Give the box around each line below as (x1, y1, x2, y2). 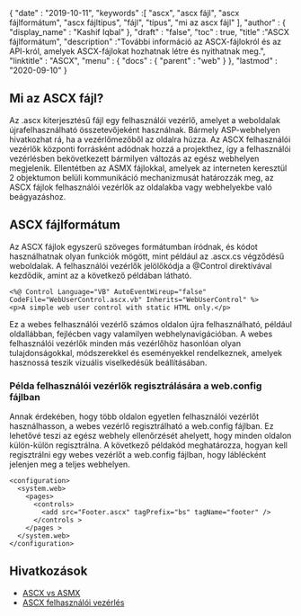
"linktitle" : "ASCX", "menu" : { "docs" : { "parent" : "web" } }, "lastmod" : (9, 56, 279, 66)
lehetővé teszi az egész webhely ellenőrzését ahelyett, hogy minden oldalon (9, 430, 292, 441)
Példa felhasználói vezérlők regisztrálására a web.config (9, 379, 262, 392)
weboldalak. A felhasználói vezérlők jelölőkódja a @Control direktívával (9, 260, 272, 271)
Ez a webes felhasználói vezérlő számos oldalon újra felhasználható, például (9, 318, 292, 329)
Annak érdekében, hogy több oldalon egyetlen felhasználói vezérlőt (9, 411, 260, 422)
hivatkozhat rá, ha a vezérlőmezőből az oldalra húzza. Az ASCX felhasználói (9, 134, 291, 145)
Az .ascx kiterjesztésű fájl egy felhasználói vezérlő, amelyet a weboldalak (9, 114, 281, 125)
